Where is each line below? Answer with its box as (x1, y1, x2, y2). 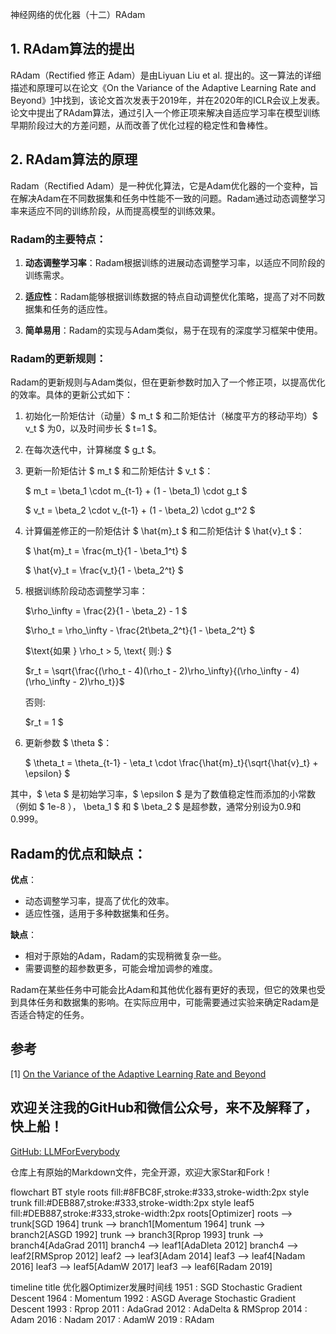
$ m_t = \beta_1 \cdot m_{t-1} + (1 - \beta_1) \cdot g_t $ (24, 485, 248, 497)
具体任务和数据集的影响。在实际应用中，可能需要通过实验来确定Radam (18, 996, 311, 1008)
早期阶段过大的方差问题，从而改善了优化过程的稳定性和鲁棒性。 (10, 119, 273, 131)
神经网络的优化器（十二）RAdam (10, 9, 146, 20)
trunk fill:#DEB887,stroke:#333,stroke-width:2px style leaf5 (10, 1196, 255, 1208)
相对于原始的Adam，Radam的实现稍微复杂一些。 (24, 950, 227, 962)
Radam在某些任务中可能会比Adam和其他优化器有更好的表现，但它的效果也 (10, 984, 317, 996)
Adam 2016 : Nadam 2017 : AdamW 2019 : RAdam (10, 1313, 215, 1325)
